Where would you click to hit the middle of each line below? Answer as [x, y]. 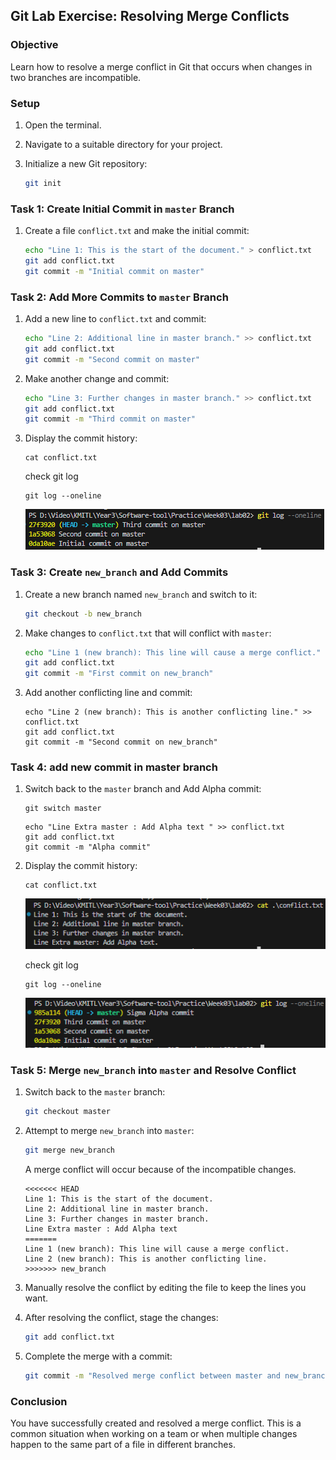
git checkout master [67, 1112]
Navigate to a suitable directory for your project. [123, 144]
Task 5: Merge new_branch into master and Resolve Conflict [153, 1070]
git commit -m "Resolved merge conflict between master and [152, 1375]
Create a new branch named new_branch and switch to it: [141, 594]
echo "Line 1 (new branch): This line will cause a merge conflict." [173, 652]
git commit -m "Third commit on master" [110, 419]
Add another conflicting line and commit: [108, 693]
